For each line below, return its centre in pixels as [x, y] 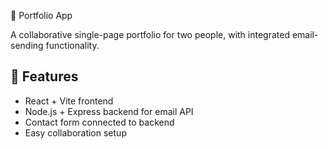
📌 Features [44, 76]
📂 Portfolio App [41, 15]
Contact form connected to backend [99, 122]
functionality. [72, 45]
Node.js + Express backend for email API [109, 111]
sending [27, 45]
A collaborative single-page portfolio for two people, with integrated [150, 34]
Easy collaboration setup [75, 132]
